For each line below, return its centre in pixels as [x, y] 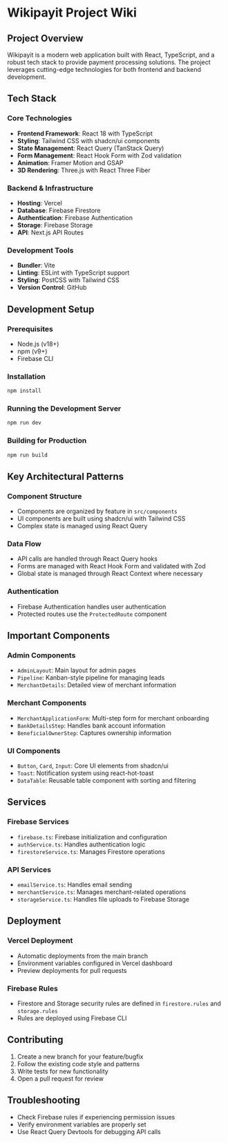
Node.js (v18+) [38, 344]
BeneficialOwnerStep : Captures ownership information [94, 733]
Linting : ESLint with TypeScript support [73, 273]
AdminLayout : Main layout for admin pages [76, 670]
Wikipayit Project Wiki [72, 13]
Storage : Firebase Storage [55, 225]
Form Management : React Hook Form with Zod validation [99, 155]
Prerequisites [30, 328]
